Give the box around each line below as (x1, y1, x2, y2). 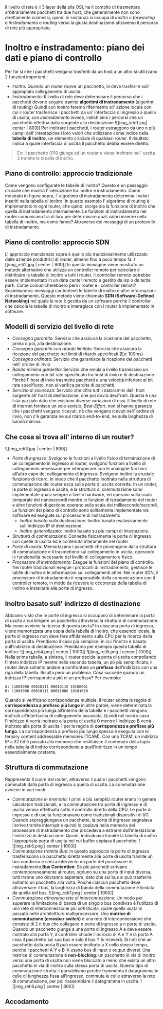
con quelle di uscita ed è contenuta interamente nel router (12, 538, 128, 545)
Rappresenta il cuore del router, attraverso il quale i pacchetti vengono (5, 776, 146, 782)
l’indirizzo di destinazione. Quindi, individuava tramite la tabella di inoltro (12, 832, 157, 838)
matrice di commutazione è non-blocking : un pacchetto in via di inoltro (12, 952, 156, 958)
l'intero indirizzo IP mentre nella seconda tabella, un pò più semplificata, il (5, 659, 153, 665)
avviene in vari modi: (5, 786, 47, 792)
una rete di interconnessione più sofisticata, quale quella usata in (12, 905, 143, 911)
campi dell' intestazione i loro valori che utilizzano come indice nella (12, 130, 149, 136)
